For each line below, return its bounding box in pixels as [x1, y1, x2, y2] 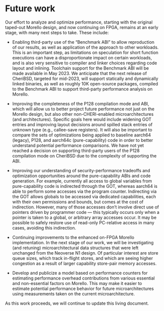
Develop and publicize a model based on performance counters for [12, 270, 148, 276]
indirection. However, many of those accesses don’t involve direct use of [12, 204, 159, 210]
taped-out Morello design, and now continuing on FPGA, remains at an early [5, 24, 159, 30]
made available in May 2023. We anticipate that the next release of [12, 70, 147, 76]
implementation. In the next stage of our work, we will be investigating [12, 239, 154, 245]
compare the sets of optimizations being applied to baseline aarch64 [12, 132, 151, 138]
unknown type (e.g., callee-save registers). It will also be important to [12, 127, 153, 132]
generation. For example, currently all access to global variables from [12, 178, 152, 184]
